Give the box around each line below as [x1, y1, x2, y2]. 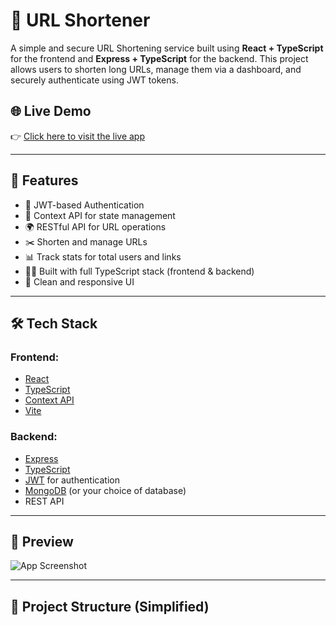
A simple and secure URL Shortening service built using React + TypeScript [10, 42, 324, 54]
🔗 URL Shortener [10, 9, 151, 32]
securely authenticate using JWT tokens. [10, 74, 179, 86]
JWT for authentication [24, 474, 120, 486]
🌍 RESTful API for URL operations [24, 220, 167, 233]
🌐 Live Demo [10, 103, 92, 120]
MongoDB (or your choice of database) [24, 484, 187, 496]
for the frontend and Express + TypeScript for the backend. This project [10, 52, 309, 64]
